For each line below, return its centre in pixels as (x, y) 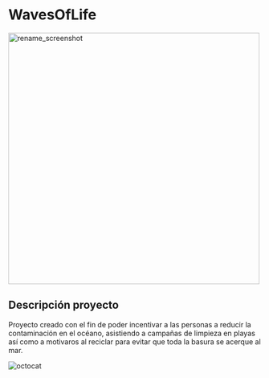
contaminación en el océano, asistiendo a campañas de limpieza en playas (132, 333)
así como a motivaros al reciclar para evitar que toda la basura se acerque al (134, 341)
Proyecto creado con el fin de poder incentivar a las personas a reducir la (130, 324)
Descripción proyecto (63, 305)
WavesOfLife (53, 15)
